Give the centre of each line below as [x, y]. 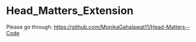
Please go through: [29, 27]
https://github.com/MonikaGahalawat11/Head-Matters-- [122, 27]
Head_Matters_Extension [70, 11]
